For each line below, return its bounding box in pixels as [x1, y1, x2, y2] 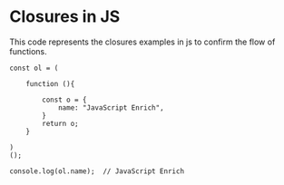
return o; [42, 119, 79, 128]
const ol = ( [9, 63, 59, 73]
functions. [9, 45, 47, 56]
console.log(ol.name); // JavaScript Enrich [9, 166, 184, 176]
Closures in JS [9, 6, 121, 27]
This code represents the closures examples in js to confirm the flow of [9, 36, 276, 47]
